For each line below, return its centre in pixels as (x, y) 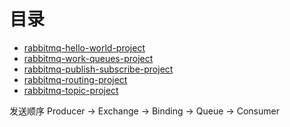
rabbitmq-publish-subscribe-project (98, 69)
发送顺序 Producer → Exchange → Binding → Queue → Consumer (144, 111)
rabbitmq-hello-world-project (84, 47)
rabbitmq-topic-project (71, 90)
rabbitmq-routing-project (75, 79)
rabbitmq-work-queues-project (88, 58)
